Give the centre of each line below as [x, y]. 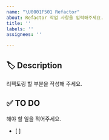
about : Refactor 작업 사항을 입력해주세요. [55, 18]
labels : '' [20, 29]
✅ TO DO [23, 103]
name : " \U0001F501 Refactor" [43, 12]
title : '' [19, 23]
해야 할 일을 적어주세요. [34, 119]
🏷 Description [34, 65]
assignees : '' [24, 35]
